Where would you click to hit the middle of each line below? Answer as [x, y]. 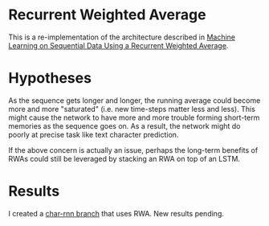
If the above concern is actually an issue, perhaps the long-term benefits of [133, 150]
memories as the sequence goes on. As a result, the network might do [124, 125]
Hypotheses [50, 78]
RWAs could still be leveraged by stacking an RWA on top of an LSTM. [124, 158]
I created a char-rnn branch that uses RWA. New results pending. [116, 213]
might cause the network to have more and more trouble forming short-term [134, 117]
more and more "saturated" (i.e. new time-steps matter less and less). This [132, 109]
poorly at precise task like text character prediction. [94, 134]
